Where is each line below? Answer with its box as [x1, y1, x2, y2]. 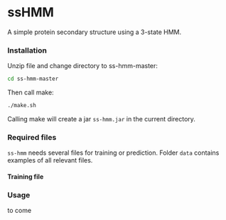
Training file [7, 172, 44, 181]
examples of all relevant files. [7, 156, 93, 165]
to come [7, 207, 32, 215]
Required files [7, 132, 57, 142]
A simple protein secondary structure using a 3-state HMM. [7, 28, 182, 36]
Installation [7, 45, 48, 55]
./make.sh [7, 102, 37, 109]
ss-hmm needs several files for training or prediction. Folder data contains [7, 148, 220, 157]
